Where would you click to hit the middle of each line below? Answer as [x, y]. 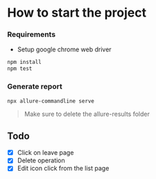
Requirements [32, 35]
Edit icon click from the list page [63, 169]
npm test [20, 69]
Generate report [35, 87]
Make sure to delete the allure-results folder [87, 114]
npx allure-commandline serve [51, 101]
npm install [24, 62]
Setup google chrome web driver [64, 49]
